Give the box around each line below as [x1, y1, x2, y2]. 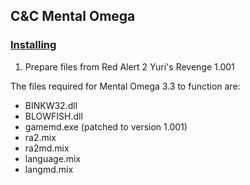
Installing [10, 38, 57, 52]
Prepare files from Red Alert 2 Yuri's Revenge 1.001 [24, 60, 235, 73]
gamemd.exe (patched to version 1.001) [24, 120, 188, 133]
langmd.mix [24, 163, 74, 175]
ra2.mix [24, 131, 57, 143]
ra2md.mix [24, 142, 70, 154]
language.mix [24, 152, 82, 164]
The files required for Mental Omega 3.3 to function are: [10, 80, 241, 92]
